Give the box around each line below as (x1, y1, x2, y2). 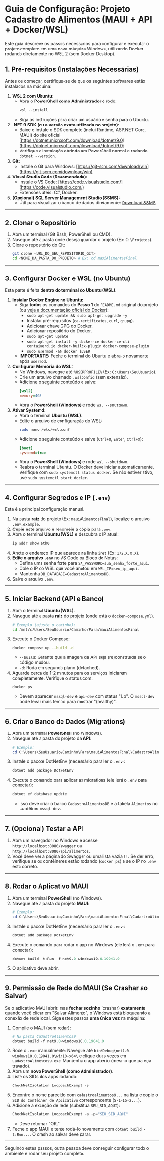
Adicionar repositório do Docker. (26, 328, 92, 334)
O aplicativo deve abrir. (12, 965, 59, 971)
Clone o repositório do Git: (12, 242, 65, 248)
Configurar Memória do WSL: (12, 364, 73, 369)
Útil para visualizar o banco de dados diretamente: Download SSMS (19, 200, 156, 205)
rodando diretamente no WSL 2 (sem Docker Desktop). (5, 50, 116, 57)
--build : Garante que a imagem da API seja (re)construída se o (19, 654, 146, 660)
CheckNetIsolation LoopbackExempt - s (12, 1083, 89, 1088)
